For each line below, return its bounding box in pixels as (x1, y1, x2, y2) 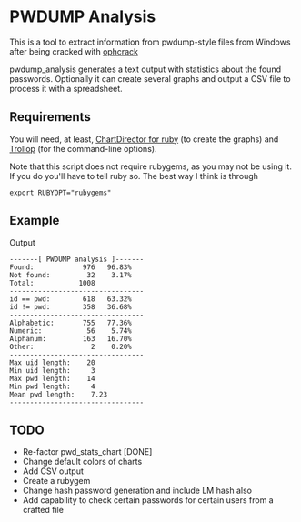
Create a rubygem (22, 476, 91, 487)
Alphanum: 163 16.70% (9, 334, 132, 343)
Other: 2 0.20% (9, 342, 132, 351)
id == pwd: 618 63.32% (9, 294, 132, 304)
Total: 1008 (9, 278, 95, 287)
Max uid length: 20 (9, 357, 95, 367)
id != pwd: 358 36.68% (9, 302, 132, 311)
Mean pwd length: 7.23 (9, 389, 107, 399)
